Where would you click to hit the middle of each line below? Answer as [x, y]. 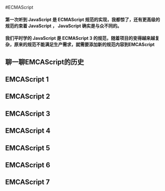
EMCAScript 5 [28, 148]
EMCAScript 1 [27, 79]
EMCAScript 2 [28, 97]
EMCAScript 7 [28, 182]
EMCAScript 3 [28, 114]
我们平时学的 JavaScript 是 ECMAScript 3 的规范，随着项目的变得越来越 [80, 38]
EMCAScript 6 [28, 165]
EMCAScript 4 [28, 131]
